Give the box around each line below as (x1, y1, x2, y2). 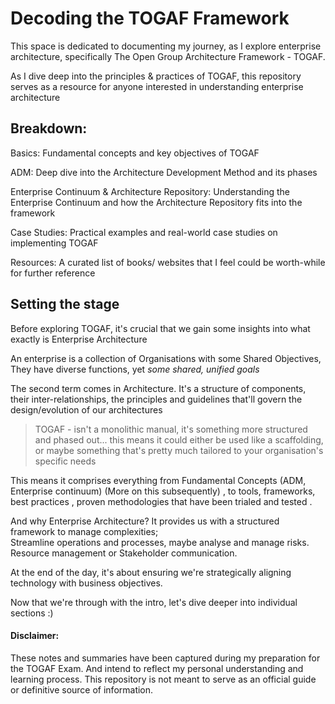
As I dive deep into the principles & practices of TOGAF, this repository (10, 70, 302, 82)
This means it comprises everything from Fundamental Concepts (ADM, (10, 474, 307, 486)
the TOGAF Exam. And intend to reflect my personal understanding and (10, 662, 304, 674)
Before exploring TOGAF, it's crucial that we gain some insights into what (10, 322, 311, 334)
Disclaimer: (10, 630, 60, 642)
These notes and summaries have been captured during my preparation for (10, 652, 321, 664)
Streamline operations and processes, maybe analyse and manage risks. (10, 536, 310, 548)
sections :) (10, 607, 54, 619)
